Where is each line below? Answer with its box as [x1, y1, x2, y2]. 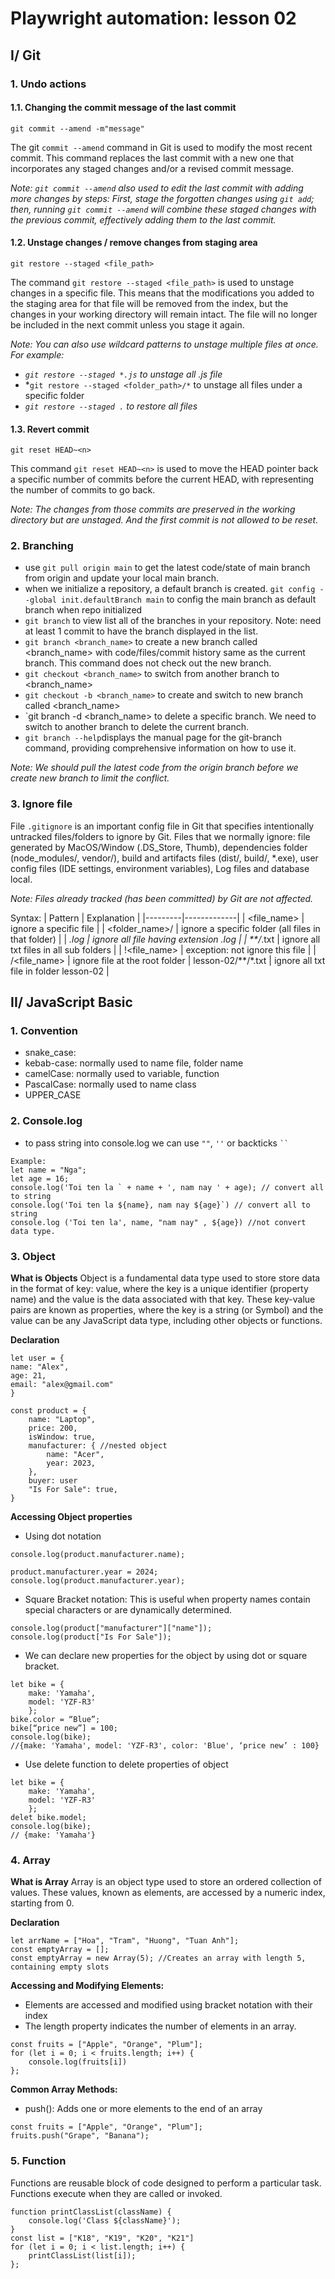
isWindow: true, [28, 1432, 97, 1442]
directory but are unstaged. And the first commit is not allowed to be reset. [10, 514, 319, 526]
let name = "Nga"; [10, 1165, 87, 1175]
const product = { [10, 1405, 87, 1416]
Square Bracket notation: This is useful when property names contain [24, 1593, 311, 1605]
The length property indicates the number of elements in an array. [24, 2020, 297, 2032]
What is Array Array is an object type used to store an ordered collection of [10, 1876, 322, 1888]
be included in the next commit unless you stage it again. [10, 318, 245, 331]
